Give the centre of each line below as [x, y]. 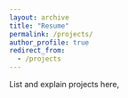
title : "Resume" [39, 26]
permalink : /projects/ [51, 34]
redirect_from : [37, 51]
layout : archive [39, 17]
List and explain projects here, [64, 84]
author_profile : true [49, 42]
